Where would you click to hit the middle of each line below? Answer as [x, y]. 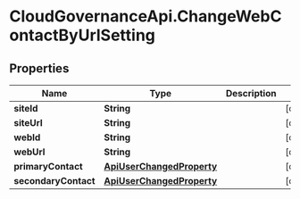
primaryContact [48, 166]
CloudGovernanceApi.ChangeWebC [146, 17]
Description [251, 93]
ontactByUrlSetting [83, 35]
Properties [39, 68]
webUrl [29, 152]
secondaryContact [54, 181]
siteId [26, 108]
